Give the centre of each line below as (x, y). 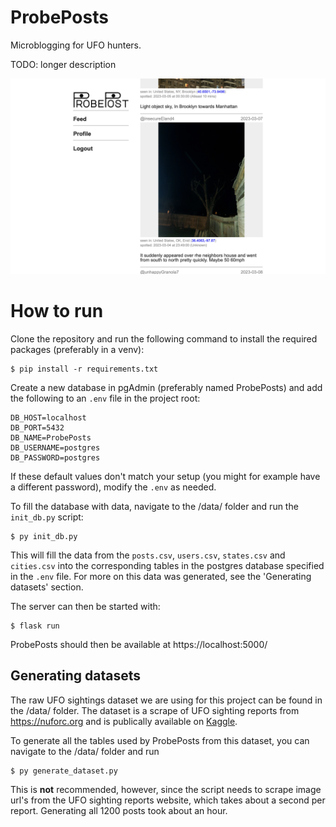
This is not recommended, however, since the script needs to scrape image (166, 789)
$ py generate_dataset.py (64, 771)
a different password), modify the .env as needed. (113, 487)
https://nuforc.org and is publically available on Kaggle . (124, 721)
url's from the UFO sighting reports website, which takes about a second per (168, 800)
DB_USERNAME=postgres (55, 447)
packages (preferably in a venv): (77, 349)
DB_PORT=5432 (37, 427)
